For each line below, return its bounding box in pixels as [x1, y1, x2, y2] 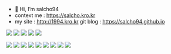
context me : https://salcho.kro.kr [14, 12, 96, 19]
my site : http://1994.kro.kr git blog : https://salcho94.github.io [14, 18, 165, 25]
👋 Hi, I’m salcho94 [14, 6, 59, 12]
